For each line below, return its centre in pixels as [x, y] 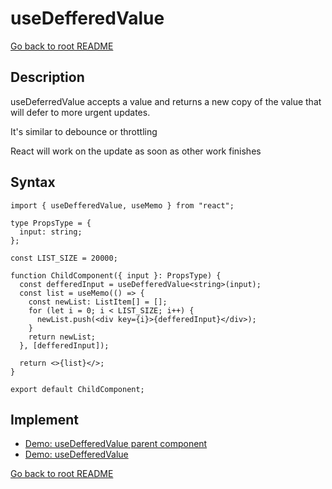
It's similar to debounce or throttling [84, 131]
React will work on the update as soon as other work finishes [136, 151]
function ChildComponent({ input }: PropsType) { [116, 275]
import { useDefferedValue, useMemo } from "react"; [122, 205]
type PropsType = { [51, 223]
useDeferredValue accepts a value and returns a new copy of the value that [166, 101]
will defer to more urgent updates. [80, 112]
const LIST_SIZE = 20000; [64, 258]
